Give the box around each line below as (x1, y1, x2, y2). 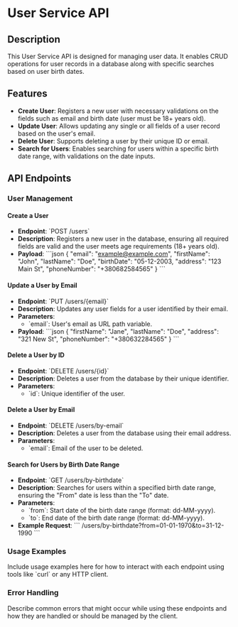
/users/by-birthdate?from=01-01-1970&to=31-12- (81, 521, 225, 530)
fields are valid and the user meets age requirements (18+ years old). (17, 242, 220, 251)
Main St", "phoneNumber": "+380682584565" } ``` (17, 265, 166, 273)
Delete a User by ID (7, 351, 65, 359)
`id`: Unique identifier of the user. (28, 389, 126, 398)
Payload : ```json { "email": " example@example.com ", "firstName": (17, 250, 211, 258)
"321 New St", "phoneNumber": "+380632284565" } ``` (17, 334, 180, 343)
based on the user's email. (17, 129, 96, 138)
